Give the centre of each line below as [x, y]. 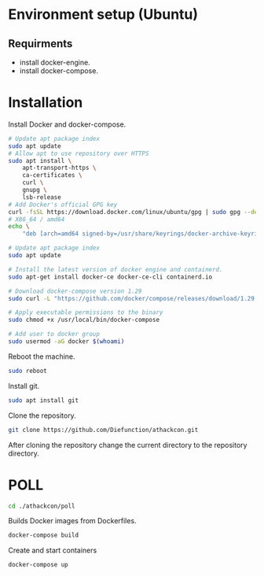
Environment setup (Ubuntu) [103, 15]
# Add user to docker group [54, 334]
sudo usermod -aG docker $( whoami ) [66, 342]
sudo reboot [27, 371]
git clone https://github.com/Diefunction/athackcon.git [103, 430]
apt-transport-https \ [59, 168]
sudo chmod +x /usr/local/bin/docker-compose [84, 320]
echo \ [19, 227]
